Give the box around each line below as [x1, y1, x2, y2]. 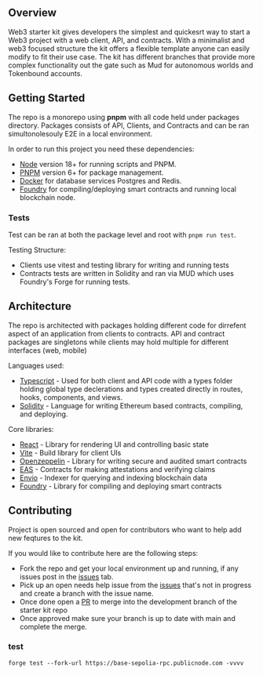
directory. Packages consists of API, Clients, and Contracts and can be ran [8, 121, 250, 130]
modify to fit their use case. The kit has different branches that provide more [8, 52, 255, 61]
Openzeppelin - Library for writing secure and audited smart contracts [19, 456, 247, 466]
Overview [8, 6, 57, 20]
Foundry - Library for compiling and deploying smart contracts [19, 481, 222, 491]
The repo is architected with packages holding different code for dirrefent [8, 321, 247, 330]
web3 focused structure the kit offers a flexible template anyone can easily [8, 43, 250, 53]
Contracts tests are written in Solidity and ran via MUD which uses [19, 268, 234, 278]
